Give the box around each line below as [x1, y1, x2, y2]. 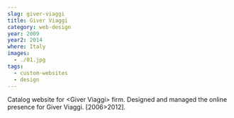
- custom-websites [13, 69, 69, 76]
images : [7, 50, 30, 57]
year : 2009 [7, 30, 40, 37]
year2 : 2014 [7, 37, 43, 44]
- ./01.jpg [13, 57, 46, 64]
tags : [7, 63, 23, 70]
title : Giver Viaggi [7, 17, 69, 24]
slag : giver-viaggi [7, 10, 65, 18]
